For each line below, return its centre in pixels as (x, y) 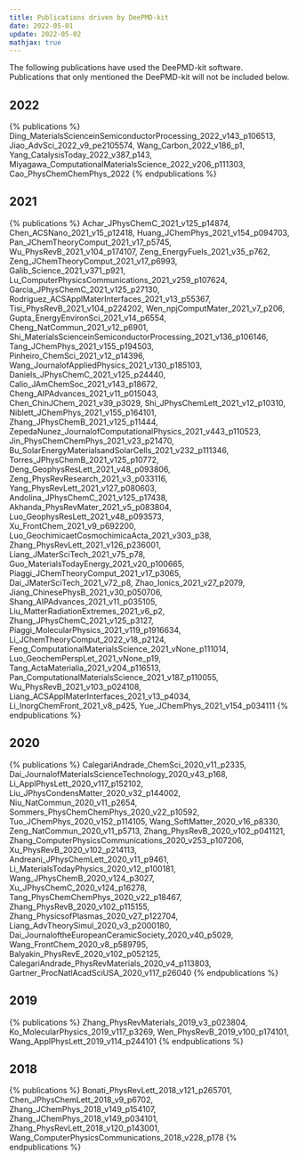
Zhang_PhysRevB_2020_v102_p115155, (80, 906)
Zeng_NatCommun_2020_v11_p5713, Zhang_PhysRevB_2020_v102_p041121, (148, 831)
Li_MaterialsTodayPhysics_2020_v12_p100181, (93, 868)
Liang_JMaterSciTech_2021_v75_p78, (77, 554)
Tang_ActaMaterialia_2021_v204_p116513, (85, 668)
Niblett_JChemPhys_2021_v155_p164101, (83, 412)
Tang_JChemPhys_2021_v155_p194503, (81, 346)
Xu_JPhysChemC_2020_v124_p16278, (78, 888)
